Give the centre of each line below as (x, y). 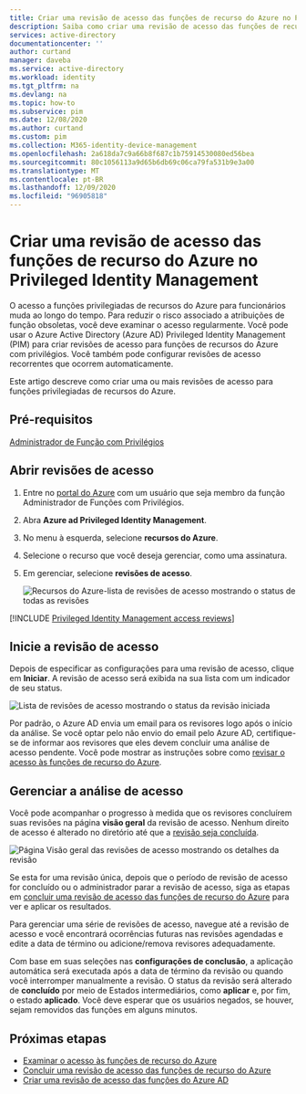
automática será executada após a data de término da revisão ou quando (147, 971)
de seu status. (36, 688)
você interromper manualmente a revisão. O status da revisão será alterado (151, 981)
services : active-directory (63, 35)
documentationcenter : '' (56, 43)
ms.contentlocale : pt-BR (56, 179)
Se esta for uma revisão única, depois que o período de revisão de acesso (149, 878)
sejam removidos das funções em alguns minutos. (104, 1010)
